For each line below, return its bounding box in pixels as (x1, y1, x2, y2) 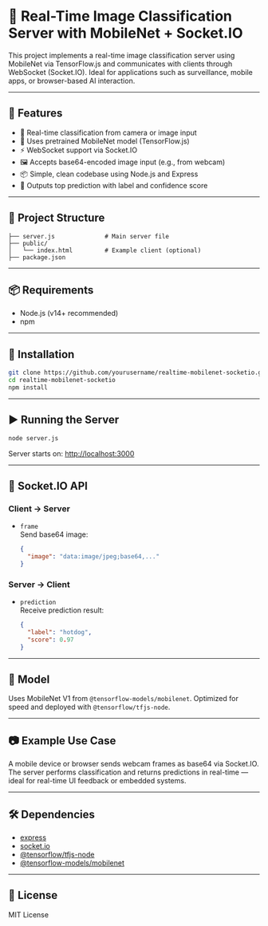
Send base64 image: (19, 530, 89, 539)
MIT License (8, 909, 49, 920)
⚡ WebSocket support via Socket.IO (19, 145, 138, 155)
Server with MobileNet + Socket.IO (8, 24, 243, 42)
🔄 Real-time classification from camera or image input (19, 128, 197, 137)
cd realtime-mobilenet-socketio (8, 376, 116, 384)
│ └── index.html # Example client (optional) (8, 246, 202, 254)
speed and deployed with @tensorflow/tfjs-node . (8, 702, 171, 712)
